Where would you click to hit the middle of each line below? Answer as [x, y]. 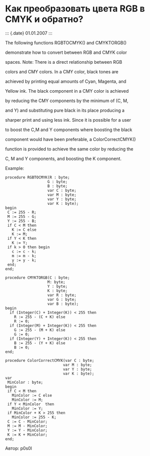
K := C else [24, 230]
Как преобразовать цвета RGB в [75, 9]
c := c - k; [24, 251]
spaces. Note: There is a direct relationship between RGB [64, 62]
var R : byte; [62, 295]
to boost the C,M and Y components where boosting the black [69, 130]
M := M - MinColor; [28, 426]
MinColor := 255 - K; [34, 417]
